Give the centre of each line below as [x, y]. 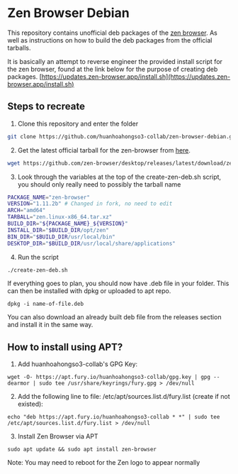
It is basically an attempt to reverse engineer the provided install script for [115, 61]
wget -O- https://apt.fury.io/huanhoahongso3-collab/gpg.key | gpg [109, 377]
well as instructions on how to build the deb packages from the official [110, 40]
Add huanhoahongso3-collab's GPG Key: [78, 364]
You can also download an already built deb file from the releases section [114, 317]
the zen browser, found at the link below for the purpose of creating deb [113, 69]
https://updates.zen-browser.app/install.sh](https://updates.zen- [136, 77]
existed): [30, 404]
